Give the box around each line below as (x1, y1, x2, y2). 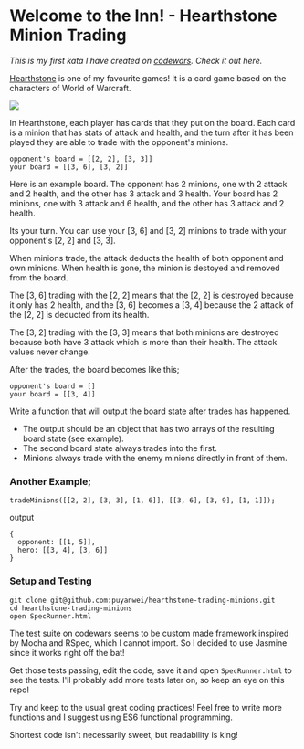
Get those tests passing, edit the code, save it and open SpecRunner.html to (9, 664, 292, 676)
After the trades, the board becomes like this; (9, 364, 180, 374)
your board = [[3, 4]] (9, 389, 96, 398)
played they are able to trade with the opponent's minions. (9, 136, 229, 147)
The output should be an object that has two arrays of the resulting (22, 423, 276, 434)
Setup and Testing (9, 575, 93, 587)
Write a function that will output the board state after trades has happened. (9, 406, 291, 417)
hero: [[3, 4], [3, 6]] (17, 545, 108, 555)
